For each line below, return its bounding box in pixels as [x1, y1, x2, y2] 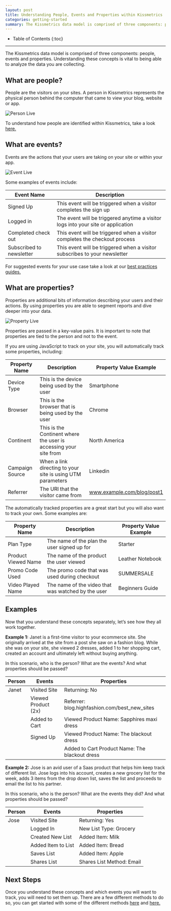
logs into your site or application [56, 220, 133, 228]
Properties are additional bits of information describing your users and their [5, 297, 163, 303]
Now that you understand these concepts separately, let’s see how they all [5, 619, 161, 625]
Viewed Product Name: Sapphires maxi [64, 716, 158, 723]
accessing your [40, 443, 76, 450]
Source [8, 471, 25, 478]
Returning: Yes [78, 817, 114, 824]
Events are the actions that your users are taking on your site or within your [5, 154, 163, 160]
